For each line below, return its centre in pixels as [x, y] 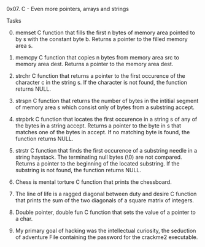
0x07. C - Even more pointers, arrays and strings [68, 9]
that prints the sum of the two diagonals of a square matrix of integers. [105, 200]
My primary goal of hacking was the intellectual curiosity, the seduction [106, 230]
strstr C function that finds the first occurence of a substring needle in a [106, 150]
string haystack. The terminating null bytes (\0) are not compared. [99, 157]
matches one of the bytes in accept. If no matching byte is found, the [102, 132]
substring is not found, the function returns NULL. [78, 170]
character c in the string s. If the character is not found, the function [101, 82]
